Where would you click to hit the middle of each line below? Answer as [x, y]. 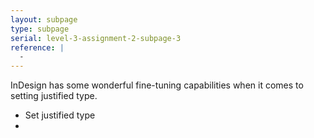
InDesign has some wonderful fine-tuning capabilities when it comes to [157, 85]
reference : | [37, 47]
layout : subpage [44, 19]
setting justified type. [54, 96]
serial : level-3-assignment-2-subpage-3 [96, 38]
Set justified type [60, 115]
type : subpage [40, 29]
